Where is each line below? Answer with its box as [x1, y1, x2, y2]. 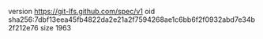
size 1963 [39, 23, 72, 32]
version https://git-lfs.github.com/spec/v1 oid [8, 7, 156, 16]
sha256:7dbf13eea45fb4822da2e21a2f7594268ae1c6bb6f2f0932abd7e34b [8, 15, 255, 24]
